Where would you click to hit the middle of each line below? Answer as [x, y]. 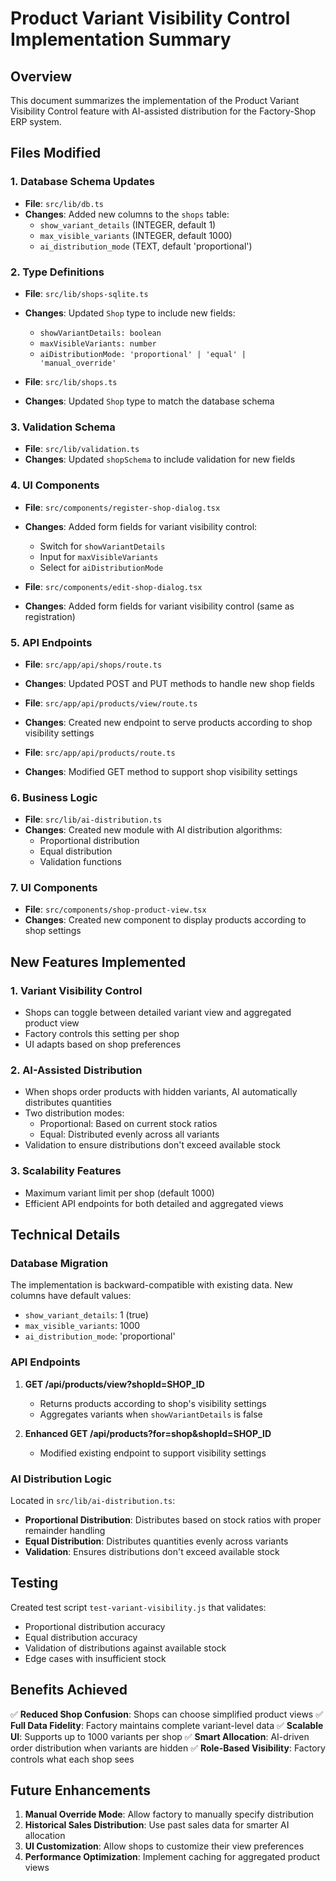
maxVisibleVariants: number [98, 343]
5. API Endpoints [51, 642]
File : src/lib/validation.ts [82, 449]
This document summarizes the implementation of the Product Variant [155, 100]
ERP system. [36, 121]
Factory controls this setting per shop [102, 1034]
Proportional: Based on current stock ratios [128, 1124]
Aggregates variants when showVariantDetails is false [151, 1414]
